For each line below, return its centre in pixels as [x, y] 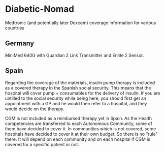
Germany [20, 44]
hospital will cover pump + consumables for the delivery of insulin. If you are [83, 93]
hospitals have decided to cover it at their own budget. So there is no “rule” [81, 134]
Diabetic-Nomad [40, 9]
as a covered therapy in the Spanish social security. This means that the [78, 88]
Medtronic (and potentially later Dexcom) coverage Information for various [81, 23]
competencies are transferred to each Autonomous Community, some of [79, 123]
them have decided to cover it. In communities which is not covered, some [81, 128]
